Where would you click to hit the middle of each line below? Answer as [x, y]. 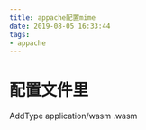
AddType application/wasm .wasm [73, 116]
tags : [19, 34]
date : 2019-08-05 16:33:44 [60, 26]
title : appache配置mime [53, 18]
